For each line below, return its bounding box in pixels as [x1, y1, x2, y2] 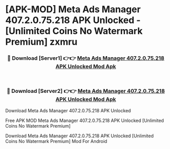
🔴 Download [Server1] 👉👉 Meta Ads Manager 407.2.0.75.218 [7, 55, 164, 62]
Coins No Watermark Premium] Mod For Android [5, 138, 107, 144]
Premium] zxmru [5, 36, 78, 48]
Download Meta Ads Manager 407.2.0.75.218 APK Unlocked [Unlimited [5, 133, 154, 139]
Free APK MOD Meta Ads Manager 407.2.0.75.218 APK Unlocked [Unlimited [5, 117, 164, 123]
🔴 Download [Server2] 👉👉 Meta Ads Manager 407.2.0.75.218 [7, 88, 165, 95]
